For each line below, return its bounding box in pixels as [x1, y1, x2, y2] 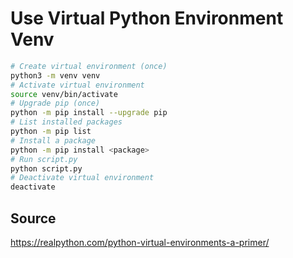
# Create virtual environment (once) [10, 61, 168, 71]
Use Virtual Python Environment [10, 7, 284, 30]
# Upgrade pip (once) [10, 98, 101, 109]
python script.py [10, 163, 83, 174]
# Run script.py [10, 154, 78, 164]
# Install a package [10, 135, 97, 146]
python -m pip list [10, 127, 92, 137]
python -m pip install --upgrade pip [10, 108, 168, 118]
